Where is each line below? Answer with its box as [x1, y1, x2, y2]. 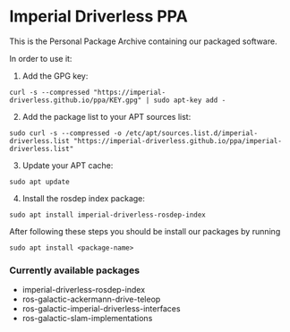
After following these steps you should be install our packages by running [9, 226, 281, 236]
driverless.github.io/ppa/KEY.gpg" [9, 96, 142, 105]
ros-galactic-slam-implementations [21, 313, 153, 324]
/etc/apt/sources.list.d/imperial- [124, 128, 258, 138]
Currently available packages [9, 264, 141, 277]
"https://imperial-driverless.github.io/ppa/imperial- [72, 136, 282, 145]
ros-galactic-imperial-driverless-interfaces [21, 303, 181, 314]
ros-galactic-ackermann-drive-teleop [21, 294, 161, 305]
